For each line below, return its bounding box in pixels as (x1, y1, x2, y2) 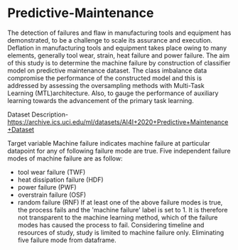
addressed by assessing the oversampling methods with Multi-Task (7, 81, 205, 89)
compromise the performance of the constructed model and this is (7, 73, 202, 82)
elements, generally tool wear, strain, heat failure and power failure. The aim (7, 51, 230, 60)
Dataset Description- (7, 110, 69, 119)
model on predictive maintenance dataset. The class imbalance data (7, 66, 207, 75)
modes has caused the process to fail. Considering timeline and (17, 220, 205, 229)
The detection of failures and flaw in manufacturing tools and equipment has (7, 28, 232, 37)
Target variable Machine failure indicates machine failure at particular (7, 138, 211, 147)
